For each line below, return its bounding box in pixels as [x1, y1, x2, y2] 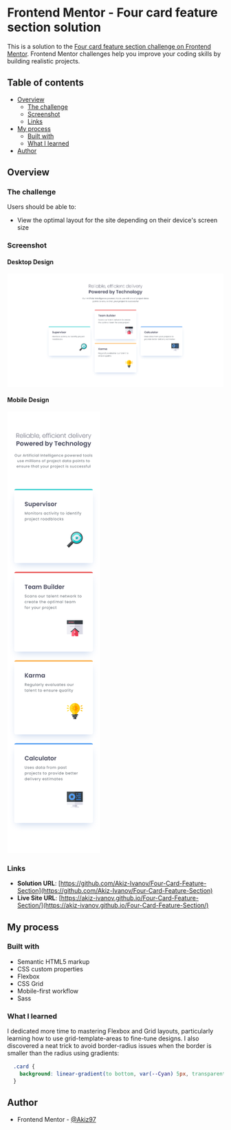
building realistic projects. [7, 57, 80, 65]
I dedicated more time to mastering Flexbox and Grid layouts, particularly [7, 1027, 214, 1036]
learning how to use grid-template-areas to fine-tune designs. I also [7, 1034, 199, 1042]
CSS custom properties [16, 965, 84, 973]
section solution [7, 19, 102, 35]
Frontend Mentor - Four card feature [7, 5, 218, 21]
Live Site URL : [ [16, 894, 62, 902]
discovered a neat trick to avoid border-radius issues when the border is [7, 1042, 212, 1050]
